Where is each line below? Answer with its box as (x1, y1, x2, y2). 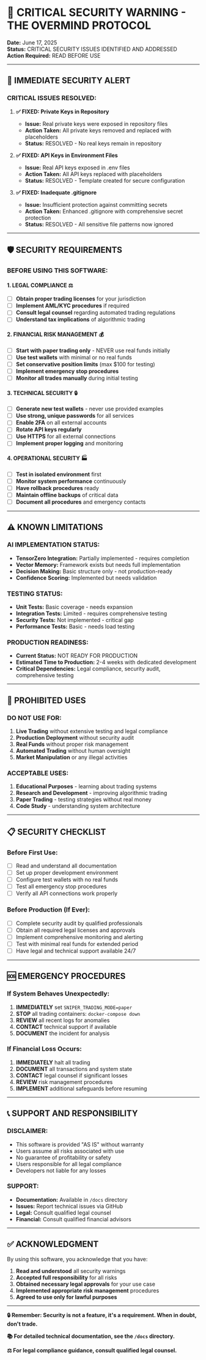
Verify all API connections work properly (15, 889, 118, 897)
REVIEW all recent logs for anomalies (15, 1016, 110, 1024)
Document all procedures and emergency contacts (15, 498, 146, 505)
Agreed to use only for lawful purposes (15, 1293, 117, 1300)
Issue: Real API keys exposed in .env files (24, 164, 130, 171)
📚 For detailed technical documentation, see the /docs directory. (7, 1332, 175, 1340)
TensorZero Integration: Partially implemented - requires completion (15, 555, 190, 562)
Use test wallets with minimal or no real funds (15, 353, 132, 361)
